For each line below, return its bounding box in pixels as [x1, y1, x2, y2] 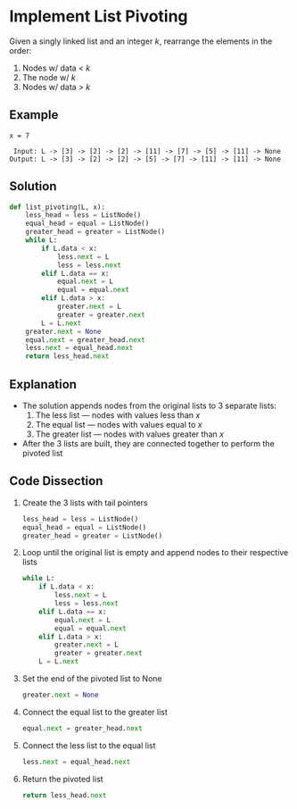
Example [9, 107, 59, 122]
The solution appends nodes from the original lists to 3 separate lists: [21, 400, 276, 411]
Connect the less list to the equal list [21, 739, 156, 751]
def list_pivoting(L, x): [9, 203, 105, 212]
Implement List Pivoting [9, 6, 189, 27]
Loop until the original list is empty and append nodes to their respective [21, 547, 289, 558]
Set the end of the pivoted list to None [21, 673, 162, 684]
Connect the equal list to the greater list [21, 706, 168, 717]
